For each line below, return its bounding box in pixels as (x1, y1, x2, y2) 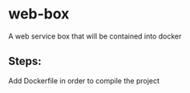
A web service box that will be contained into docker (8, 31, 182, 41)
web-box (8, 5, 70, 23)
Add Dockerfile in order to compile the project (8, 75, 160, 85)
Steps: (8, 55, 42, 68)
